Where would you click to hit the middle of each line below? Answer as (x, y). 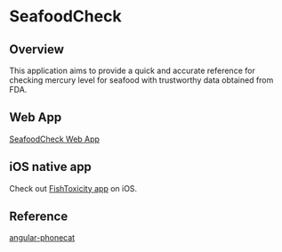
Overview (37, 49)
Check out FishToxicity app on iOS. (73, 188)
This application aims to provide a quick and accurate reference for (132, 70)
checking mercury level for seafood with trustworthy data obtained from (141, 80)
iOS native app (50, 167)
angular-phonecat (42, 238)
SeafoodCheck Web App (55, 139)
